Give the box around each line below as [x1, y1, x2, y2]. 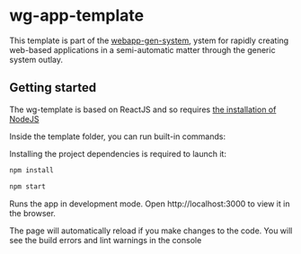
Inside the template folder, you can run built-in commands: [9, 131, 226, 142]
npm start [9, 181, 47, 191]
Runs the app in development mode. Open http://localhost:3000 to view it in [9, 198, 290, 209]
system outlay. [9, 54, 64, 65]
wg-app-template [9, 5, 145, 26]
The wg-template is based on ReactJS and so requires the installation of [9, 104, 277, 115]
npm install [9, 165, 54, 175]
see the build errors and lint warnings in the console [9, 234, 202, 245]
